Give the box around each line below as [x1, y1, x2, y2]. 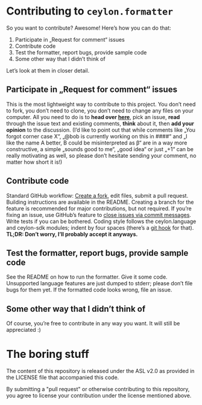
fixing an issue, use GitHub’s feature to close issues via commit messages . [6, 211, 192, 218]
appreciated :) [6, 326, 41, 334]
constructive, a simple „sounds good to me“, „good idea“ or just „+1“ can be [6, 145, 194, 152]
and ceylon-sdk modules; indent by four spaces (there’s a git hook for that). [6, 224, 194, 231]
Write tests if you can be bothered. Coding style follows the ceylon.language [6, 218, 197, 225]
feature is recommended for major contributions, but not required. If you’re [6, 204, 192, 212]
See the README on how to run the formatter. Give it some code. [6, 273, 168, 280]
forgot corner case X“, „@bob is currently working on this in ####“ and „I [6, 132, 188, 140]
